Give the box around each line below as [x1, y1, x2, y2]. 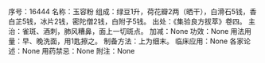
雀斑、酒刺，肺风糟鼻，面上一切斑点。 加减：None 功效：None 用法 [21, 27, 245, 35]
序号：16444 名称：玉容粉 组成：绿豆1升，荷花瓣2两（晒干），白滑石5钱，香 [8, 7, 257, 16]
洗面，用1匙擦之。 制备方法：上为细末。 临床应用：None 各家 [42, 36, 244, 46]
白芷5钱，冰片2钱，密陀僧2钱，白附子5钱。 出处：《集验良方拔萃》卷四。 [8, 17, 247, 26]
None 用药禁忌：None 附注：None [21, 46, 135, 55]
